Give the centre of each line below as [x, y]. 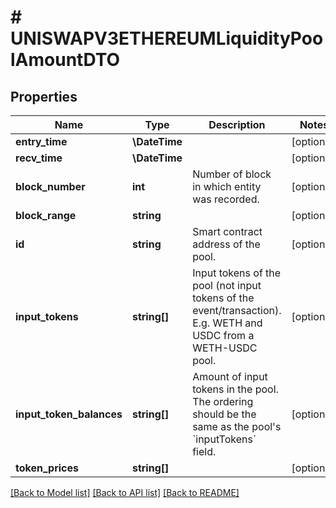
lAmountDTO [65, 60]
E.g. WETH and [227, 323]
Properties [44, 96]
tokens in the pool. [235, 389]
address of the [226, 244]
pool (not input [227, 285]
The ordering [223, 401]
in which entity [227, 186]
